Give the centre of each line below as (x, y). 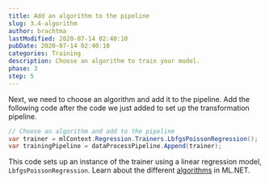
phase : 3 (23, 69)
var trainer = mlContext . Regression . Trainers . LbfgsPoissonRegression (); (133, 138)
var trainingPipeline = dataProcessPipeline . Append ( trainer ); (115, 147)
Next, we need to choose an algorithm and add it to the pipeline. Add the (129, 99)
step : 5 (21, 76)
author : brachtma (38, 31)
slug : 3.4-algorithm (43, 23)
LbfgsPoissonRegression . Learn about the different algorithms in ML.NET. (129, 170)
